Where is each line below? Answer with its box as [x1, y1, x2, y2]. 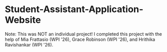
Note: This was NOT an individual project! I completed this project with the [5, 31, 162, 37]
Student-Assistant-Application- [5, 4, 143, 15]
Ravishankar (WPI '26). [5, 41, 53, 47]
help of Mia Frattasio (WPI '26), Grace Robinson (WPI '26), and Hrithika [5, 36, 155, 42]
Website [5, 14, 41, 26]
